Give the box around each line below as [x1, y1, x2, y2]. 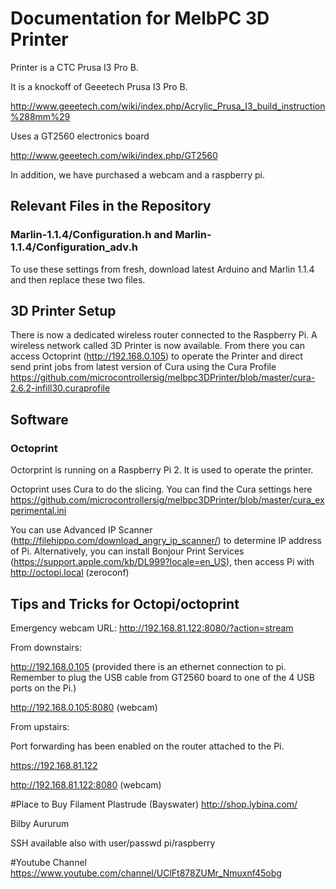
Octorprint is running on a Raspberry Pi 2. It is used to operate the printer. [10, 464, 314, 476]
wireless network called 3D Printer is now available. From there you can [10, 340, 305, 352]
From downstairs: [10, 641, 82, 653]
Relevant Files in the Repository [10, 198, 212, 215]
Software [10, 411, 69, 428]
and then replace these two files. [10, 273, 146, 286]
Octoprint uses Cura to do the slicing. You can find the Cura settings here [10, 483, 313, 496]
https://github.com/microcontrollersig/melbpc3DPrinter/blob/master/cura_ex [10, 494, 325, 506]
